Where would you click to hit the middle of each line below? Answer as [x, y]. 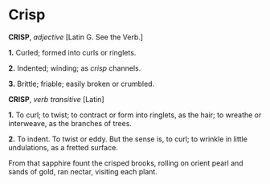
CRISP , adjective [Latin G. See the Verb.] [76, 37]
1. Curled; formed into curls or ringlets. [72, 52]
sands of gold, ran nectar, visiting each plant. [83, 171]
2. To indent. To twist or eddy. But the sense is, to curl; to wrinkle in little [128, 139]
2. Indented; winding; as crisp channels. [75, 68]
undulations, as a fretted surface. [63, 147]
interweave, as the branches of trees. [70, 123]
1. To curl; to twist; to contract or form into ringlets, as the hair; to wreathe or [135, 115]
